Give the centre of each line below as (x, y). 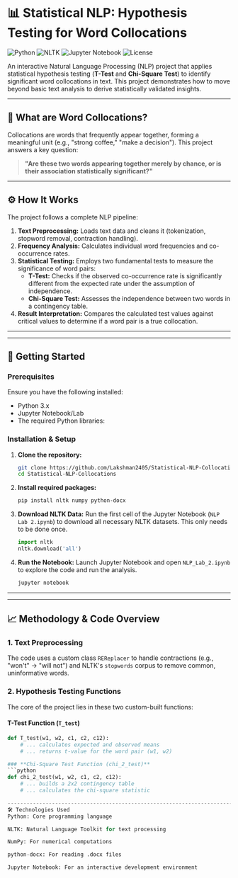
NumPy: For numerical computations (60, 842)
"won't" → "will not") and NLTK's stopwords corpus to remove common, (112, 666)
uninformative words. (38, 673)
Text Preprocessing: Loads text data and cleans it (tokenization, (112, 231)
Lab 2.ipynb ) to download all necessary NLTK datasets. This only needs (123, 522)
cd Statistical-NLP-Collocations (67, 474)
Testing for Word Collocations (97, 33)
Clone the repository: (50, 455)
